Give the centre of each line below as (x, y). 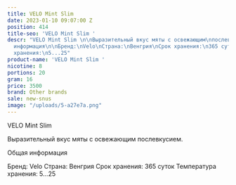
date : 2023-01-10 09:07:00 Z (50, 20)
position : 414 (28, 27)
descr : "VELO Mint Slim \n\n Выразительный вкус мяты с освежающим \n (110, 40)
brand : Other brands (38, 92)
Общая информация (38, 153)
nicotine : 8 (25, 66)
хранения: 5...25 (32, 174)
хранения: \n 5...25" (42, 53)
